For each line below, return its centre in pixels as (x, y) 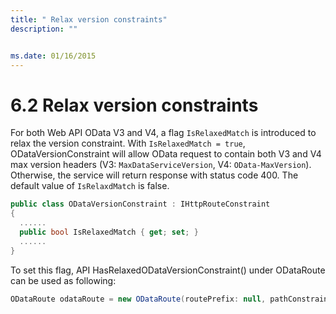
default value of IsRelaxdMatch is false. (90, 186)
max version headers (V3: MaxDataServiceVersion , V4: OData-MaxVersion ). (161, 165)
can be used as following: (63, 280)
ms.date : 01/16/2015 (53, 56)
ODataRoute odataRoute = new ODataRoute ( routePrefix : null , (138, 299)
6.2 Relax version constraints (134, 105)
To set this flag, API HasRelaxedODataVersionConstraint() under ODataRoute (168, 270)
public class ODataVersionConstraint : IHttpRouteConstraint (140, 204)
